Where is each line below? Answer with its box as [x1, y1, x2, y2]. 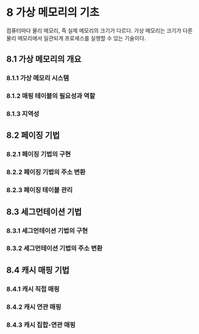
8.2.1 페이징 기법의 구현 [6, 150, 71, 158]
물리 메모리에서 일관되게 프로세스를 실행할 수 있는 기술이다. [6, 34, 146, 41]
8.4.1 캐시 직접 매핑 [6, 285, 60, 293]
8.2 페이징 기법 [6, 130, 60, 141]
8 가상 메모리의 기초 [6, 5, 100, 20]
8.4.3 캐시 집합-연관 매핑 [6, 321, 76, 329]
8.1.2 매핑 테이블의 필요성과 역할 [6, 92, 96, 101]
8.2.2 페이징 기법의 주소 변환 [6, 168, 86, 177]
